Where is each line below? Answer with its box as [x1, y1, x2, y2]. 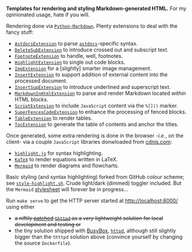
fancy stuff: [6, 29, 34, 36]
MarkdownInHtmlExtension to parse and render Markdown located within [14, 90, 186, 96]
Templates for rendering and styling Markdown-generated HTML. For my [6, 5, 187, 12]
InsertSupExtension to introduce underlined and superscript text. [14, 84, 171, 90]
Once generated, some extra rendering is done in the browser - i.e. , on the [6, 132, 184, 139]
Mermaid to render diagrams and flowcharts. [14, 162, 120, 169]
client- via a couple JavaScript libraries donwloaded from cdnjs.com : [6, 139, 172, 145]
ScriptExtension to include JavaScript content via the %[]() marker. [14, 102, 178, 109]
